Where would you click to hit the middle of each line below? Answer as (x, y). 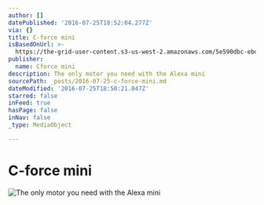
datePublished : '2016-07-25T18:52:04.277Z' (81, 23)
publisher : (26, 60)
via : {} (21, 30)
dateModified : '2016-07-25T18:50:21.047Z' (79, 88)
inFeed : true (29, 103)
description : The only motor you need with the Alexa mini (107, 74)
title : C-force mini (42, 37)
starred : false (33, 96)
